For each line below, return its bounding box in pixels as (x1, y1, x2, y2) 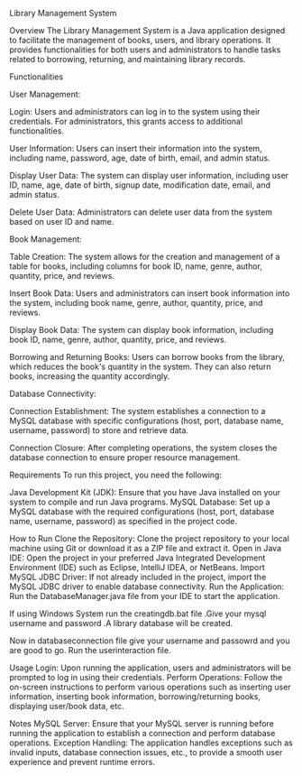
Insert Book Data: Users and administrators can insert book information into (9, 288, 290, 299)
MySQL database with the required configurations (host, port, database (9, 506, 275, 517)
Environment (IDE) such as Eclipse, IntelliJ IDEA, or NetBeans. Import (9, 562, 265, 572)
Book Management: (9, 234, 83, 245)
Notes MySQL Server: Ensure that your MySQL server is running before (9, 718, 275, 729)
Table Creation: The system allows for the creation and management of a (9, 252, 280, 262)
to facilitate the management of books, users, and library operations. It (9, 35, 271, 45)
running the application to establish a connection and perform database (9, 728, 276, 738)
